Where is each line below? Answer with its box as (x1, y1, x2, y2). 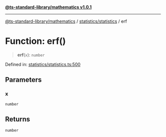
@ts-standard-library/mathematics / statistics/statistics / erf (5, 18, 127, 24)
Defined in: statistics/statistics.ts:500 (5, 61, 81, 67)
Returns (5, 115, 31, 124)
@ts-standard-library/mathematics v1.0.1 (5, 4, 92, 10)
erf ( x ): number (17, 52, 45, 58)
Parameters (5, 76, 42, 84)
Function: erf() (5, 35, 66, 47)
